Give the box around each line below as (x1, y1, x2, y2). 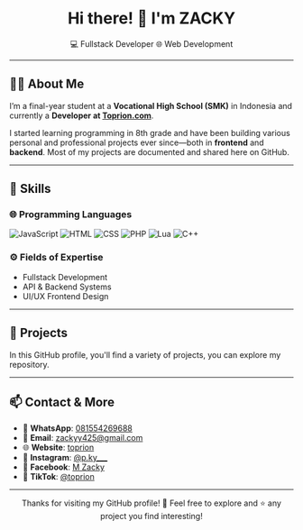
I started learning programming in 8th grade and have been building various (9, 127, 290, 138)
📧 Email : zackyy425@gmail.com (22, 433, 143, 443)
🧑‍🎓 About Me (9, 77, 85, 92)
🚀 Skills (9, 181, 51, 196)
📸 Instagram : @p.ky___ (22, 452, 108, 463)
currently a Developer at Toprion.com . (9, 110, 154, 121)
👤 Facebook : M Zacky (22, 461, 106, 472)
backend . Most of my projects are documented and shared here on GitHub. (9, 146, 290, 157)
